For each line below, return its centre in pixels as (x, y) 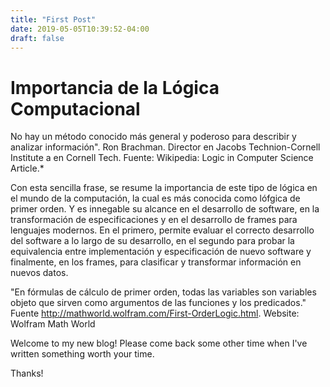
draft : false (37, 38)
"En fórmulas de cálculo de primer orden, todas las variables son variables (163, 292)
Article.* (27, 168)
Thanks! (27, 373)
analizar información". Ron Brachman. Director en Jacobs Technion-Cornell (165, 147)
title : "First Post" (53, 19)
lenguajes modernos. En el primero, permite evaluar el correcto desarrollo (162, 230)
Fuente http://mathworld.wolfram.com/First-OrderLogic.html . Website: (155, 313)
